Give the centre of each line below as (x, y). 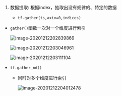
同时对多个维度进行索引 (42, 78)
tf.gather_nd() (26, 68)
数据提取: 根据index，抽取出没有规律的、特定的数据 (63, 7)
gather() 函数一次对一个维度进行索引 (48, 28)
